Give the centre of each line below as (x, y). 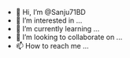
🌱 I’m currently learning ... (58, 29)
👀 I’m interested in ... (49, 20)
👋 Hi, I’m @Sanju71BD (51, 12)
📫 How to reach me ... (52, 46)
